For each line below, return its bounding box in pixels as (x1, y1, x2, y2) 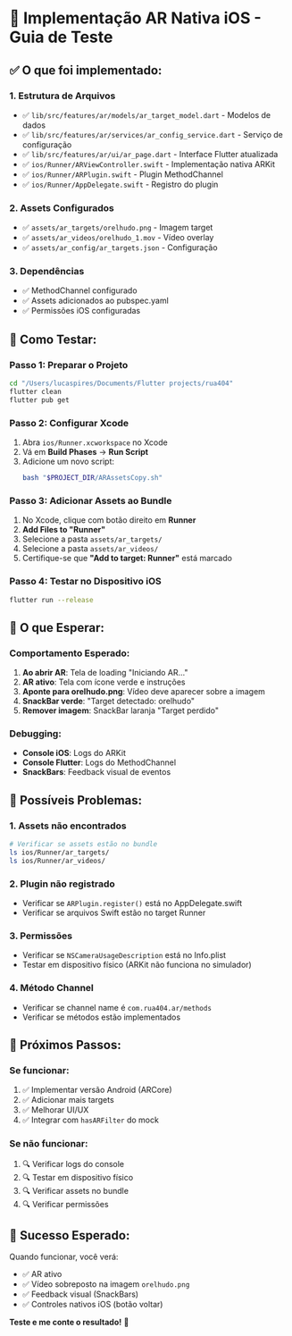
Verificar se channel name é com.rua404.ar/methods (21, 1002, 213, 1013)
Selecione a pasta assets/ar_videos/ (21, 543, 159, 554)
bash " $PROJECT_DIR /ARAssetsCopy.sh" (21, 474, 163, 483)
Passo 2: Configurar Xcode (9, 416, 129, 429)
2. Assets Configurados (9, 201, 114, 214)
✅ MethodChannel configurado (21, 285, 138, 296)
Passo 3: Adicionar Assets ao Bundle (9, 494, 172, 507)
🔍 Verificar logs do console (21, 1158, 125, 1169)
